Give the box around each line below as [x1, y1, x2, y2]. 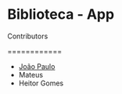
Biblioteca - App [7, 5, 115, 23]
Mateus [18, 70, 44, 79]
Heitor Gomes [18, 78, 64, 88]
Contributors [7, 31, 48, 41]
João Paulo [18, 61, 56, 71]
